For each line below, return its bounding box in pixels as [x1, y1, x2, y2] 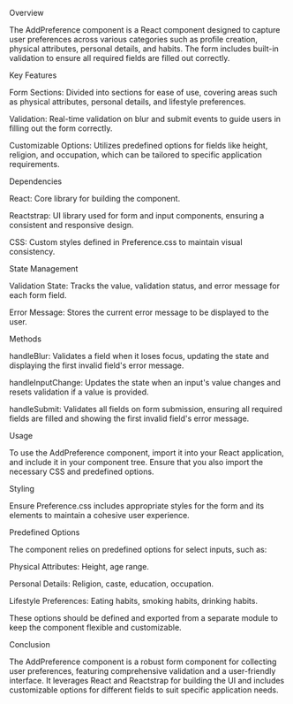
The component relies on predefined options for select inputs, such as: [9, 544, 267, 555]
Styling [9, 484, 35, 494]
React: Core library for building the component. [9, 194, 181, 203]
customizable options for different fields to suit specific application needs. [9, 685, 279, 695]
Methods [9, 333, 42, 344]
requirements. [9, 159, 60, 169]
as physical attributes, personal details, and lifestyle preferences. [9, 96, 246, 107]
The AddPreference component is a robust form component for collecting [9, 656, 277, 667]
